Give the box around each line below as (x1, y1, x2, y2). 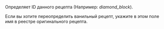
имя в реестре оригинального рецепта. (5, 19, 88, 24)
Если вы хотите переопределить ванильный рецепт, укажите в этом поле (5, 14, 160, 19)
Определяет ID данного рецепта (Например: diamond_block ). (5, 4, 133, 10)
